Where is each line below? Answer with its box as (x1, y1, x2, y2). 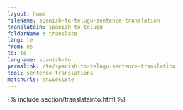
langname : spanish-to (7, 56, 72, 63)
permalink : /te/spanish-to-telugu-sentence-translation (7, 63, 176, 70)
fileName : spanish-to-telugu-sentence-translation (7, 17, 160, 24)
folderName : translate (7, 30, 78, 37)
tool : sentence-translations (7, 69, 94, 76)
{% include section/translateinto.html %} (7, 95, 126, 104)
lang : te (7, 37, 33, 44)
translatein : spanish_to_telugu (7, 23, 103, 30)
